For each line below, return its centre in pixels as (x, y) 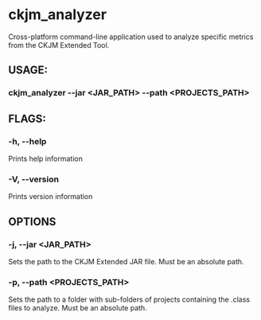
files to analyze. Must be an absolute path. (78, 308)
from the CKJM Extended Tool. (59, 45)
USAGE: (28, 70)
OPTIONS (32, 222)
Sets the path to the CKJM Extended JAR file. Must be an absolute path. (126, 261)
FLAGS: (27, 118)
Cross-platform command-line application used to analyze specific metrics (131, 37)
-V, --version (34, 179)
